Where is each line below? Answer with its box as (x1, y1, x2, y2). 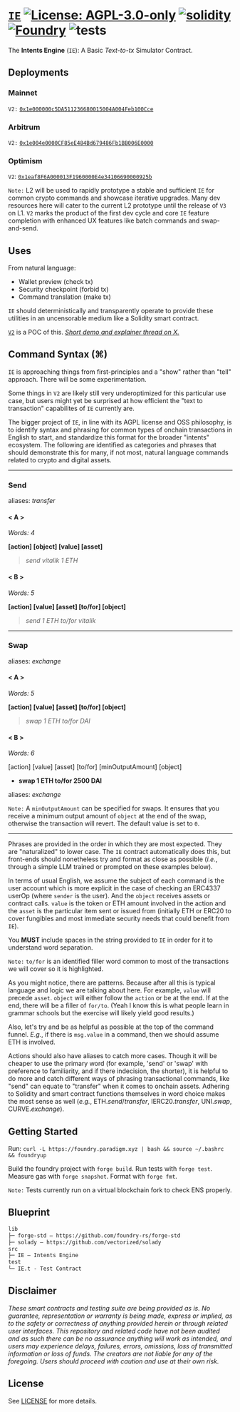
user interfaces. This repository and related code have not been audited (8, 1326, 220, 1335)
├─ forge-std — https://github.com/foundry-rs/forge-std (8, 1231, 181, 1239)
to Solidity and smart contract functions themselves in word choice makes (8, 1090, 226, 1098)
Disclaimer (8, 1285, 57, 1297)
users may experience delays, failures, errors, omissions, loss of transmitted (8, 1341, 233, 1350)
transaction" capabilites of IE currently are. (8, 404, 135, 412)
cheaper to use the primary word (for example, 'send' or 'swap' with (8, 1060, 209, 1068)
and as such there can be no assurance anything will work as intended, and (8, 1334, 232, 1343)
